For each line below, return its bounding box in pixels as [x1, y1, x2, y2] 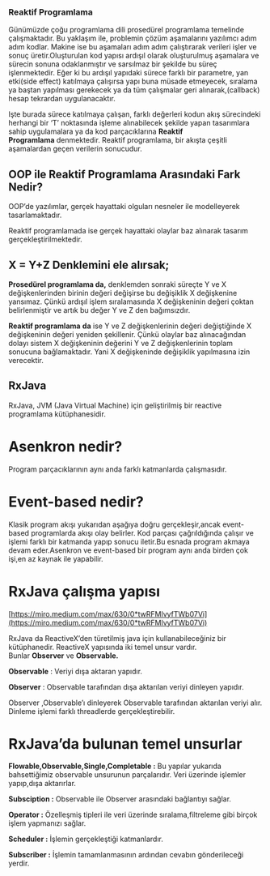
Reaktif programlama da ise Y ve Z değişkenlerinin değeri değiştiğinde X [8, 321, 252, 331]
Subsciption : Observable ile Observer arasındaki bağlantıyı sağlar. [8, 794, 232, 804]
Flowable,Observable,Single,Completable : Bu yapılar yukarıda [8, 761, 222, 771]
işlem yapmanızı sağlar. [8, 818, 86, 828]
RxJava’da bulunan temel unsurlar [8, 734, 243, 753]
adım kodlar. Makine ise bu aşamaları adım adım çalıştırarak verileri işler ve [8, 42, 257, 52]
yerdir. [8, 858, 30, 869]
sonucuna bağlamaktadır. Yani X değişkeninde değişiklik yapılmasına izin [8, 347, 251, 357]
